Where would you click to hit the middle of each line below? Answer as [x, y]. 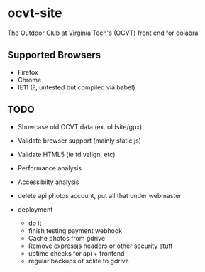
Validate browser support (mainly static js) [79, 141]
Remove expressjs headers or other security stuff [100, 246]
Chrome [29, 80]
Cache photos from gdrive [66, 238]
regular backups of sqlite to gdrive [78, 261]
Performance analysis [49, 168]
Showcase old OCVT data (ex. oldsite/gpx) [80, 126]
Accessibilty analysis [48, 182]
